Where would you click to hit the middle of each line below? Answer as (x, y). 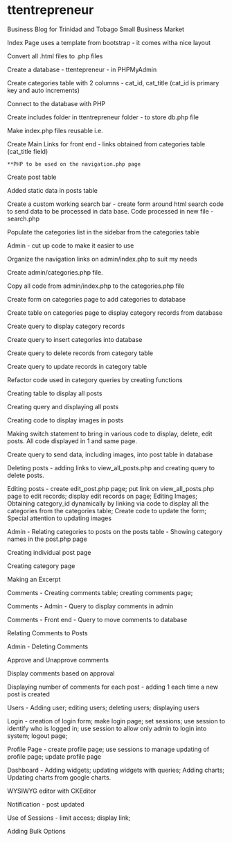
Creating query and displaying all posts (63, 406)
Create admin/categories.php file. (55, 272)
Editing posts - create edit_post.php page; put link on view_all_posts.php (111, 488)
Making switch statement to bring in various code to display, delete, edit (110, 433)
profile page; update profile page (54, 756)
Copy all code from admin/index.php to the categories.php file (96, 286)
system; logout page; (37, 736)
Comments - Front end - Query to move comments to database (97, 619)
